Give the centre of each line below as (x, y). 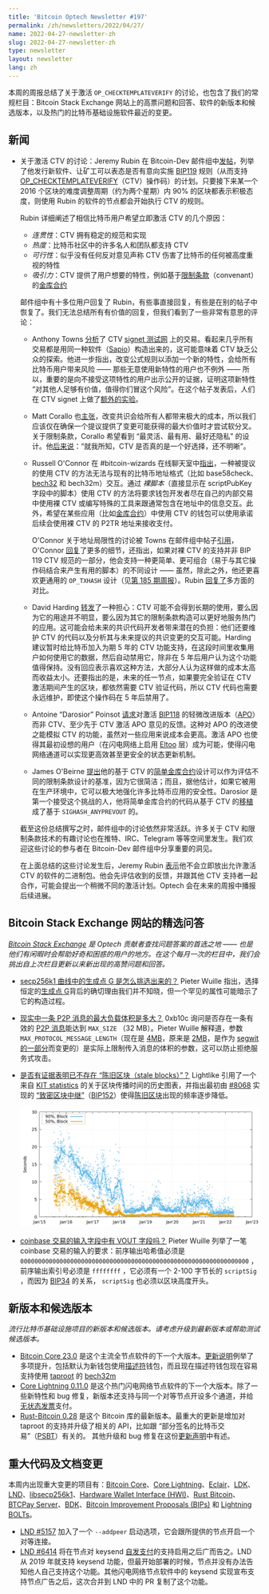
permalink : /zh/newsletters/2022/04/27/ (77, 25)
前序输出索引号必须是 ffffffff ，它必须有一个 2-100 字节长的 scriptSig (138, 1271)
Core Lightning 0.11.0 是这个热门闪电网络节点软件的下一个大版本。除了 (135, 1386)
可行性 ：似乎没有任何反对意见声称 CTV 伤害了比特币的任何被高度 (139, 255)
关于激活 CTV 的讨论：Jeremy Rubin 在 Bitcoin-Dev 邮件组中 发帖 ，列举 (137, 161)
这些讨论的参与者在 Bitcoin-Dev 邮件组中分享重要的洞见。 (122, 848)
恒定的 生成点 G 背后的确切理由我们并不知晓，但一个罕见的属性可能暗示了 (139, 991)
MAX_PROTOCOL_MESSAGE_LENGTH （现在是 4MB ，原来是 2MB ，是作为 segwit (139, 1038)
